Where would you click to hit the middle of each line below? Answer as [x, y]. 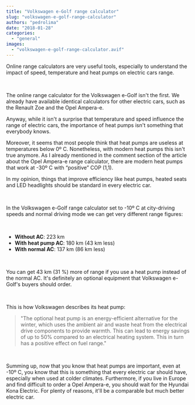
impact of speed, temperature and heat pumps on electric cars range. [90, 72]
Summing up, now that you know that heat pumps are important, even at [93, 366]
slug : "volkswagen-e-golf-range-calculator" [61, 17]
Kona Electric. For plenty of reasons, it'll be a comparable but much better [95, 390]
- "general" [26, 39]
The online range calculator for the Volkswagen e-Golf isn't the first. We [93, 95]
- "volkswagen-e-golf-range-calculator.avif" [68, 50]
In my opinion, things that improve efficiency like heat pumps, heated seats [97, 179]
